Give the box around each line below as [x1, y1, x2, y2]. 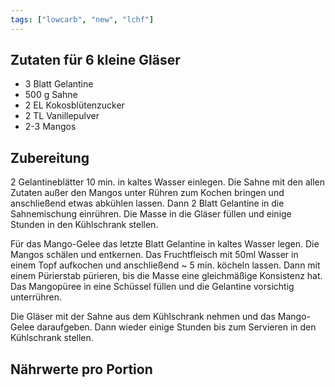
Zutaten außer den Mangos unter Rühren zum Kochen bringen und [10, 187, 285, 199]
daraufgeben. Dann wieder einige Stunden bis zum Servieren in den [36, 321, 317, 333]
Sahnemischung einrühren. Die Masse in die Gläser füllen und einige [10, 208, 292, 220]
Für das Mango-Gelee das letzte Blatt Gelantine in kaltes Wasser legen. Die [10, 238, 320, 250]
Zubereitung [10, 149, 90, 166]
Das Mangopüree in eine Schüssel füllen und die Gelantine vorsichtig [10, 281, 295, 293]
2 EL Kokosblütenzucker [24, 99, 125, 111]
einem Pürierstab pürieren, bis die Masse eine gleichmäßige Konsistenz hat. [10, 270, 323, 282]
